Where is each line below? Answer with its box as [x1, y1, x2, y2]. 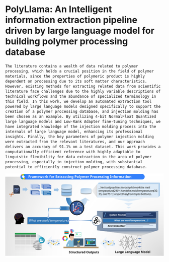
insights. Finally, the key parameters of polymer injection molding [5, 134, 154, 139]
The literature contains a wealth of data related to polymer [5, 63, 138, 69]
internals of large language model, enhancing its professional [5, 129, 143, 134]
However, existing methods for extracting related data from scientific [5, 84, 161, 89]
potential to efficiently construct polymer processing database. [5, 164, 147, 169]
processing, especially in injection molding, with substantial [5, 159, 143, 164]
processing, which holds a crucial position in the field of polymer [5, 69, 154, 74]
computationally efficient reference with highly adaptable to [5, 149, 141, 154]
